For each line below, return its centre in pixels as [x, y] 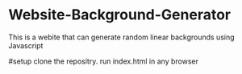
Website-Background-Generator [120, 15]
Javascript [26, 45]
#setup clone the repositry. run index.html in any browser [104, 61]
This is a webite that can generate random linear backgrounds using [122, 37]
